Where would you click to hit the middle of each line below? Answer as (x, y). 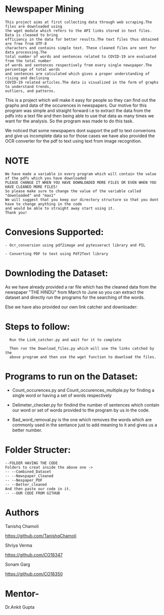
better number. (27, 430)
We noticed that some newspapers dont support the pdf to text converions (80, 130)
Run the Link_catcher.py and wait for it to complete (65, 340)
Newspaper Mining (45, 9)
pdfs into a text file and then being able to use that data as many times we (80, 116)
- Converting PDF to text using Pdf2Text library (57, 254)
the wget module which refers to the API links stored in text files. (79, 30)
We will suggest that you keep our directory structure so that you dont (82, 200)
